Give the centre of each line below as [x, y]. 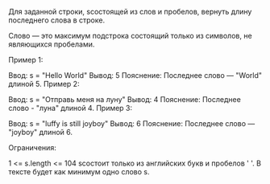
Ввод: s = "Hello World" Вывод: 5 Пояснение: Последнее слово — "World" [135, 75]
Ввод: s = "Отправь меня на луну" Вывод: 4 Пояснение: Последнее [125, 99]
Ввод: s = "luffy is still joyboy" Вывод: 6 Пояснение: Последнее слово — [132, 123]
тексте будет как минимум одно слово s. [79, 172]
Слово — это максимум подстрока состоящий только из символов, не [130, 36]
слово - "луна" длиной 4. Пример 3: [71, 108]
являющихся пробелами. [52, 44]
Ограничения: [32, 147]
